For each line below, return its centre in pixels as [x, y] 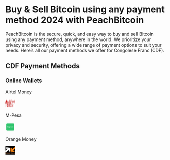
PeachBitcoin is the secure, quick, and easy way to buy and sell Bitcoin [79, 34]
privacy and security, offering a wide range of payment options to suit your [83, 45]
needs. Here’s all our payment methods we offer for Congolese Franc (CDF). [85, 50]
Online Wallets [24, 81]
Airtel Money [19, 92]
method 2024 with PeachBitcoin [75, 20]
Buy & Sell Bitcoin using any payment [85, 9]
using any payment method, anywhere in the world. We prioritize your [78, 39]
